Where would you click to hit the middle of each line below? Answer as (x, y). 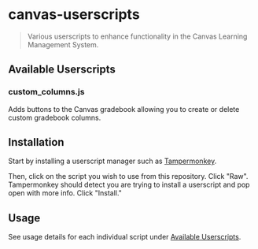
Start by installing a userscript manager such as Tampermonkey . (112, 161)
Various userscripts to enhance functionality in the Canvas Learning (137, 36)
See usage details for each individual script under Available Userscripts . (125, 237)
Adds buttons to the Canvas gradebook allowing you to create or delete (124, 109)
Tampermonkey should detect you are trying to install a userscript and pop (129, 185)
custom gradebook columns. (55, 117)
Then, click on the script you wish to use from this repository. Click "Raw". (128, 177)
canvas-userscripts (74, 15)
